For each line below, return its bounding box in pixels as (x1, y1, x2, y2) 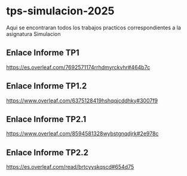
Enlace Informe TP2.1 (6, 114, 87, 124)
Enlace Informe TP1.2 (6, 81, 87, 91)
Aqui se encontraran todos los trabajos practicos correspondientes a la (6, 24, 181, 31)
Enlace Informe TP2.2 (6, 147, 88, 157)
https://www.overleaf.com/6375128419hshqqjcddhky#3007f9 (6, 97, 158, 104)
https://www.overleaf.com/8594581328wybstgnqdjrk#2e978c (6, 130, 159, 137)
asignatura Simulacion (6, 30, 61, 37)
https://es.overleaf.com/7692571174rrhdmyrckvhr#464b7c (6, 63, 151, 71)
